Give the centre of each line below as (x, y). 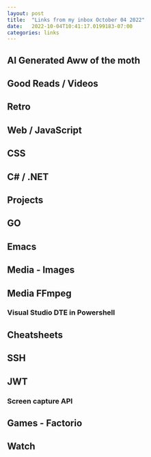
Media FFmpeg (39, 293)
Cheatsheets (35, 335)
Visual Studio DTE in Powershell (61, 312)
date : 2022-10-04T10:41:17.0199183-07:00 (70, 26)
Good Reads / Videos (53, 84)
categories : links (33, 33)
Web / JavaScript (44, 130)
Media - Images (41, 270)
